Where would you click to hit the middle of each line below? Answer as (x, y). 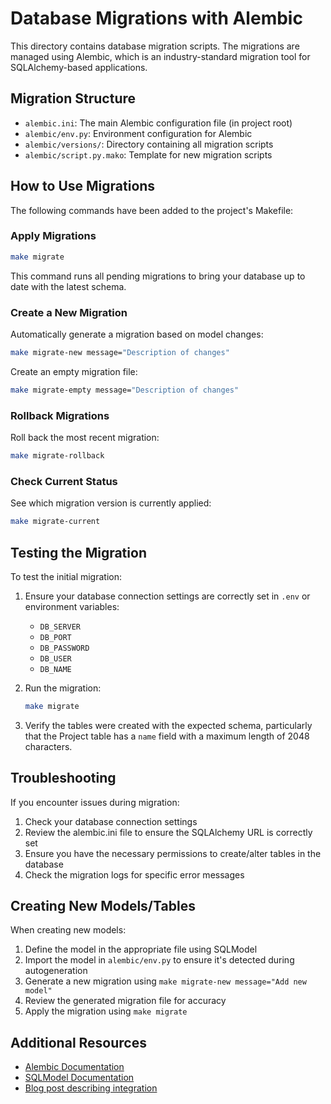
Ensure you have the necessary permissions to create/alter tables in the (173, 853)
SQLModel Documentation (79, 1078)
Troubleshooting (63, 778)
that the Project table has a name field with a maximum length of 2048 (167, 736)
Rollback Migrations (60, 415)
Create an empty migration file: (74, 371)
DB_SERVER (60, 627)
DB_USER (55, 658)
